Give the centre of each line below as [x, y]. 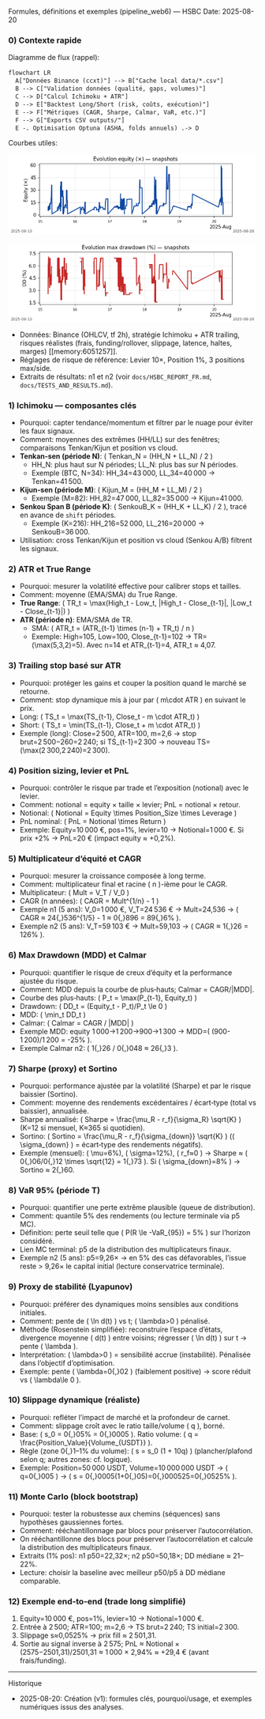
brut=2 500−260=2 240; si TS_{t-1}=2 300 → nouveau [107, 742]
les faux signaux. [47, 431]
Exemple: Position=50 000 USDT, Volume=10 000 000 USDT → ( [124, 1468]
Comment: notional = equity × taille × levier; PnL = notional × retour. [130, 805]
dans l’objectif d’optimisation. [67, 1362]
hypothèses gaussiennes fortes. [72, 1522]
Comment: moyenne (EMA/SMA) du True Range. [98, 595]
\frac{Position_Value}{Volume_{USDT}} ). [86, 1442]
